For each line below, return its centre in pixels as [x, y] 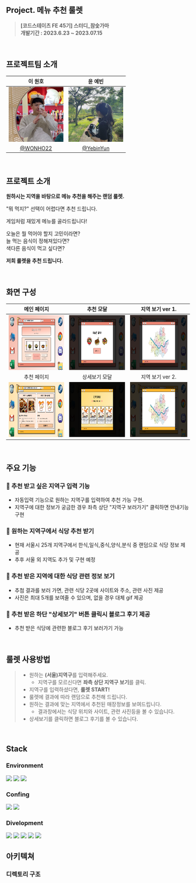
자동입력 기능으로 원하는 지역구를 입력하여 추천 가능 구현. [79, 500]
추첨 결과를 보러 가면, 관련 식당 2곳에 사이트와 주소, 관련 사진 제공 [89, 590]
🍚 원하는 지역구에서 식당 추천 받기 [50, 531]
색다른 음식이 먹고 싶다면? [36, 248]
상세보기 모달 [97, 377]
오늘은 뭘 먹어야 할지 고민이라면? [43, 233]
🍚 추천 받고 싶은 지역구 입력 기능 [48, 486]
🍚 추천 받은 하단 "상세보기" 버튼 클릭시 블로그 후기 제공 [78, 614]
